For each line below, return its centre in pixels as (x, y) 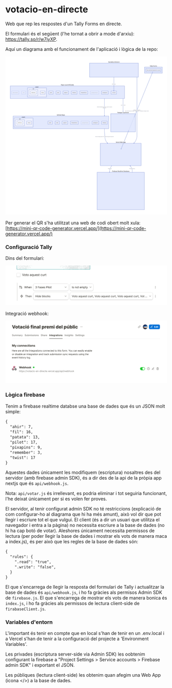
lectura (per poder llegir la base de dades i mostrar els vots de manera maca (86, 536)
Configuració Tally (29, 247)
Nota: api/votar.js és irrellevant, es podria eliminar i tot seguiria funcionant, (86, 493)
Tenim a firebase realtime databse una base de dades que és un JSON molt (85, 406)
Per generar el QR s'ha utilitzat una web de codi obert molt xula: (73, 223)
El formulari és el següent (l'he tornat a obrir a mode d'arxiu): (70, 33)
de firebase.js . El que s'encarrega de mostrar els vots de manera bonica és (86, 597)
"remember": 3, (26, 452)
